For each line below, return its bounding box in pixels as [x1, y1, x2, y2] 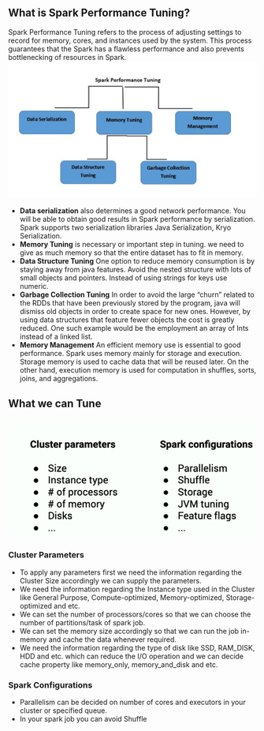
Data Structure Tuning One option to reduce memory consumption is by [19, 257, 255, 266]
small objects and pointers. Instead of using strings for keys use [19, 273, 228, 283]
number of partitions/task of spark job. [19, 617, 146, 627]
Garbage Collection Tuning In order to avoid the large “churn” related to [19, 290, 255, 299]
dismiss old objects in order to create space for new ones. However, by [19, 307, 251, 317]
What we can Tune [8, 396, 102, 410]
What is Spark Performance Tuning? [8, 6, 191, 20]
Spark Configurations [8, 679, 93, 690]
